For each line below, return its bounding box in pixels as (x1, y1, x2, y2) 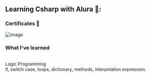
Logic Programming (5, 61, 46, 67)
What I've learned (5, 44, 50, 51)
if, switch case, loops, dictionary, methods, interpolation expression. (5, 66, 146, 72)
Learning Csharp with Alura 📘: (5, 5, 102, 14)
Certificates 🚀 (5, 20, 40, 27)
